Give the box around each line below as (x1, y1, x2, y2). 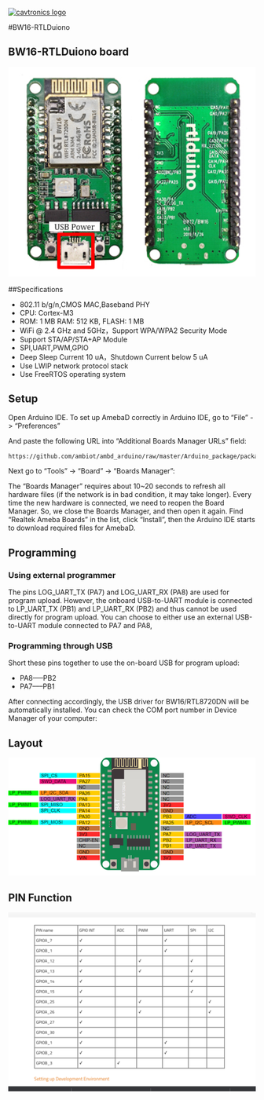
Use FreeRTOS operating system (19, 369, 126, 378)
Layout (8, 736, 43, 750)
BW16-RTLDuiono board (8, 46, 130, 59)
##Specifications (8, 284, 64, 294)
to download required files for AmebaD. (8, 523, 136, 533)
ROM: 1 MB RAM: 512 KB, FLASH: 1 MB (19, 316, 145, 326)
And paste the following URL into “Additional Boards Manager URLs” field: (8, 437, 247, 446)
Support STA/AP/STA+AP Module (19, 334, 128, 344)
